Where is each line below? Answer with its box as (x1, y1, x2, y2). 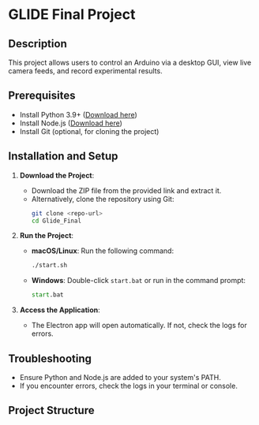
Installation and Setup (8, 150, 118, 163)
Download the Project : (19, 170, 95, 180)
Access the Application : (19, 305, 100, 315)
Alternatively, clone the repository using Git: (31, 194, 175, 203)
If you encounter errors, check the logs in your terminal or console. (19, 381, 238, 390)
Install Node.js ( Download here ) (19, 118, 122, 128)
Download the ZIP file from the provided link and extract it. (31, 185, 222, 195)
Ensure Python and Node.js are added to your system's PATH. (19, 372, 221, 382)
